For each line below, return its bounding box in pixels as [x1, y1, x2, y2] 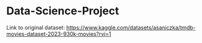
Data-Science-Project [6, 4, 120, 18]
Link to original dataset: [6, 24, 65, 31]
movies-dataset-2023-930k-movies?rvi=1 [6, 30, 111, 37]
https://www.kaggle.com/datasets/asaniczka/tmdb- [66, 24, 196, 31]
